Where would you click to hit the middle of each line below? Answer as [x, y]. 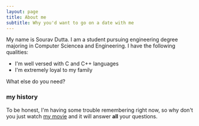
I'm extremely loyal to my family [54, 70]
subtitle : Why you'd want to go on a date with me [70, 23]
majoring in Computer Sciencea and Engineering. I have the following [91, 46]
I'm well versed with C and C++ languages [67, 64]
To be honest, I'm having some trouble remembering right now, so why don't [99, 110]
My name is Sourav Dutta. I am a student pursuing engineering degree [92, 40]
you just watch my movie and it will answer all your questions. [82, 116]
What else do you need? [36, 81]
